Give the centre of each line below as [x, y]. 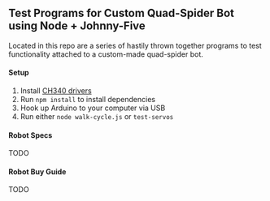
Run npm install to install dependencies [88, 100]
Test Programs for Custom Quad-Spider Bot [121, 13]
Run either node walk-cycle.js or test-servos [97, 117]
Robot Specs [30, 135]
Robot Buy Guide [37, 171]
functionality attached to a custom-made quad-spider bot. [106, 54]
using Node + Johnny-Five [77, 26]
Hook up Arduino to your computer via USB [93, 108]
